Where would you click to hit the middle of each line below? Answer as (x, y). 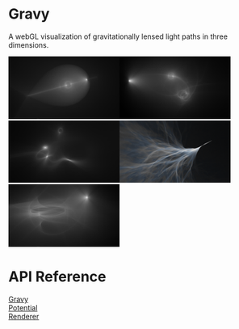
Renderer (24, 317)
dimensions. (29, 44)
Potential (23, 308)
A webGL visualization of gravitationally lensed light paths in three (118, 36)
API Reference (57, 277)
